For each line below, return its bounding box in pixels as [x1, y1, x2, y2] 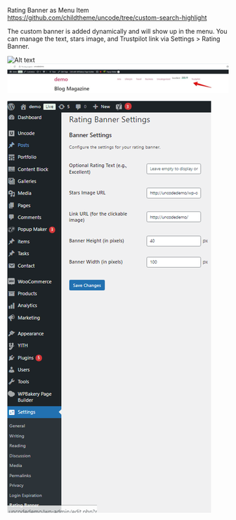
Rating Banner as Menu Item [7, 6, 89, 14]
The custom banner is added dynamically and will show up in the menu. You [7, 27, 228, 35]
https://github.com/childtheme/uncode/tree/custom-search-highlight [7, 13, 207, 22]
